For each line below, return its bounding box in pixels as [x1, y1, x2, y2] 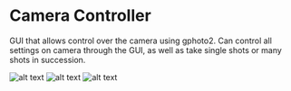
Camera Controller [9, 5, 151, 26]
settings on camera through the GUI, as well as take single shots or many [9, 44, 283, 55]
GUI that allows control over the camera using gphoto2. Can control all [9, 35, 272, 46]
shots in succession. [9, 54, 86, 65]
